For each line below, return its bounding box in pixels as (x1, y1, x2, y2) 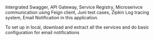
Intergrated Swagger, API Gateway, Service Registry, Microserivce (5, 4, 143, 10)
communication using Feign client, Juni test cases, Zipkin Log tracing (5, 9, 149, 15)
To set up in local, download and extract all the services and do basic (5, 24, 149, 30)
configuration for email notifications (5, 30, 80, 35)
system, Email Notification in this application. (5, 15, 98, 20)
